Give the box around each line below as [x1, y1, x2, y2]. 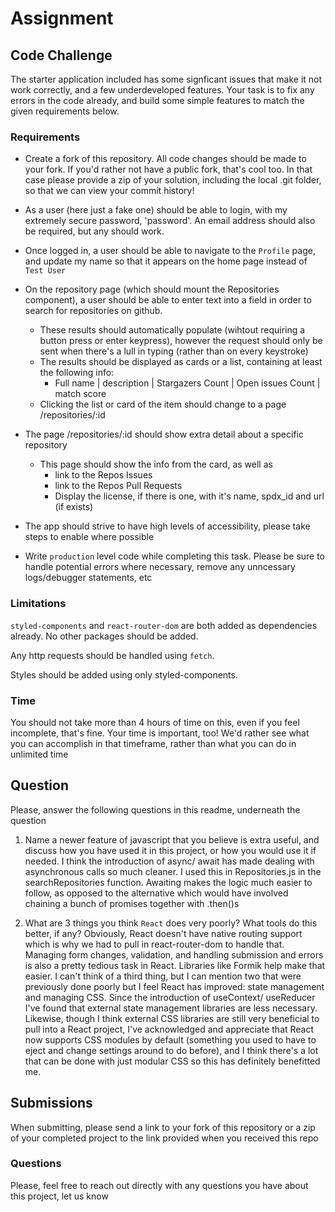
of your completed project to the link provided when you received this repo [10, 1132, 319, 1144]
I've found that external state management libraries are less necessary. [24, 1002, 318, 1014]
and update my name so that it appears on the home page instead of [24, 255, 308, 267]
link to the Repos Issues [54, 469, 153, 481]
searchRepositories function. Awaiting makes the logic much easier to [24, 876, 313, 888]
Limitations [10, 597, 67, 611]
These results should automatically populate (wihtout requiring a [39, 324, 306, 336]
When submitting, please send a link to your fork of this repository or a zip [10, 1121, 316, 1133]
